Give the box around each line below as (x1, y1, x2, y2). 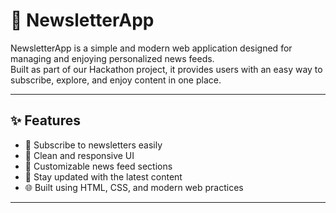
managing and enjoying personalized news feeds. (10, 52, 215, 64)
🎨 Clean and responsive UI (24, 149, 135, 161)
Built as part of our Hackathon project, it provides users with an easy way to (10, 63, 323, 75)
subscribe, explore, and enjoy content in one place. (10, 74, 222, 86)
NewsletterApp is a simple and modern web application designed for (10, 42, 293, 54)
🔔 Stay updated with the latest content (24, 170, 183, 183)
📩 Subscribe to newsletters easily (24, 139, 163, 151)
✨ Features (10, 112, 81, 129)
